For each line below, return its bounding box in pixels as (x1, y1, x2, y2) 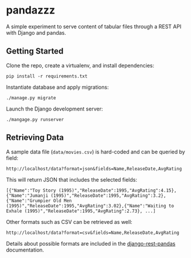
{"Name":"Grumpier (6, 197, 51, 203)
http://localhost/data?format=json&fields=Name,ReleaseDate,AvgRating (6, 166, 182, 172)
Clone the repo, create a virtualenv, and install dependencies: (6, 62, 154, 69)
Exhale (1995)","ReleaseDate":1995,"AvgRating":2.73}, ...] (6, 208, 156, 214)
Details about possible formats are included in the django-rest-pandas (6, 240, 176, 247)
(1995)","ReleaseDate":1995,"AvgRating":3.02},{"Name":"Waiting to (6, 203, 175, 209)
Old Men (53, 197, 72, 203)
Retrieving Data (6, 133, 64, 143)
